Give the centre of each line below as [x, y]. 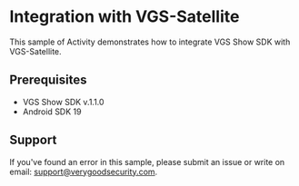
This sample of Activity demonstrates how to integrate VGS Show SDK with [150, 42]
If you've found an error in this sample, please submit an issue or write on [147, 162]
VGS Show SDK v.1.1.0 [63, 102]
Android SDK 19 [52, 112]
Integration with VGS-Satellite [125, 17]
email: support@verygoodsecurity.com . [84, 171]
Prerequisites [48, 80]
